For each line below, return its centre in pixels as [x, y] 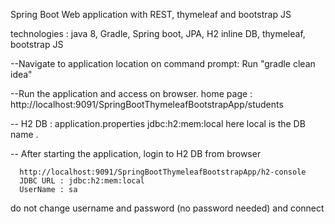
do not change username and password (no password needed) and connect [167, 208]
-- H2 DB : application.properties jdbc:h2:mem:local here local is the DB [158, 123]
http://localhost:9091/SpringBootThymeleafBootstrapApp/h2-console [163, 172]
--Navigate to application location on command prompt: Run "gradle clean [163, 63]
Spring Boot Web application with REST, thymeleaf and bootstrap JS [151, 14]
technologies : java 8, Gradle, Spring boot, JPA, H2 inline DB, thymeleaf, [158, 33]
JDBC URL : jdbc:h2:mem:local [82, 181]
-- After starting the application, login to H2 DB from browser [136, 153]
